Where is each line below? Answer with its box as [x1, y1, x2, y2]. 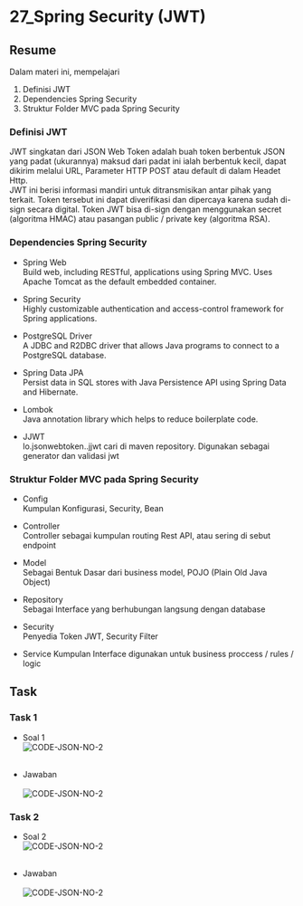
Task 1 [9, 711, 38, 724]
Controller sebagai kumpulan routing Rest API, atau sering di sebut [22, 529, 271, 540]
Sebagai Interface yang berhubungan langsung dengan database [22, 604, 266, 615]
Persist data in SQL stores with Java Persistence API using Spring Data [22, 377, 287, 387]
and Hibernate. [22, 386, 79, 397]
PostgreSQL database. [22, 349, 107, 360]
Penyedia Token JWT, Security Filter [22, 631, 158, 642]
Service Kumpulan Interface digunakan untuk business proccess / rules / [22, 648, 294, 659]
